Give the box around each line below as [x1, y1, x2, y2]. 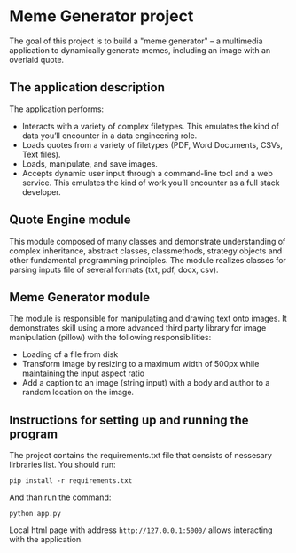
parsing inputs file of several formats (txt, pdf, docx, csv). [9, 264, 219, 275]
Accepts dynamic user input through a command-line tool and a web [21, 167, 273, 178]
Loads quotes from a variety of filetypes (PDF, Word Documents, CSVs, [21, 139, 284, 150]
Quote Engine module [9, 213, 131, 228]
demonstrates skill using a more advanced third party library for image [9, 323, 267, 333]
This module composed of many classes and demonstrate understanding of [9, 236, 286, 246]
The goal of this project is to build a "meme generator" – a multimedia [9, 35, 263, 46]
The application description [9, 80, 166, 95]
